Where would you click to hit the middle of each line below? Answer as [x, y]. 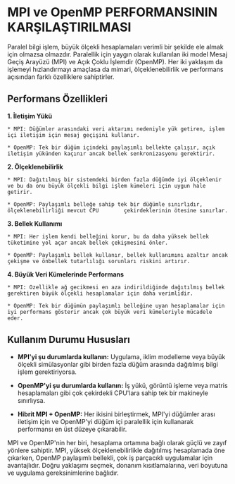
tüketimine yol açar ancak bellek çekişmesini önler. [88, 243]
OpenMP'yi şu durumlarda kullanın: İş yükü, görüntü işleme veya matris [122, 385]
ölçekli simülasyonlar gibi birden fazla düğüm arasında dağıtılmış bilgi [118, 364]
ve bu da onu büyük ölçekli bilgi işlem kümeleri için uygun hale [107, 186]
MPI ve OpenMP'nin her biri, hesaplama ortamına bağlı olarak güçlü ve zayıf [117, 442]
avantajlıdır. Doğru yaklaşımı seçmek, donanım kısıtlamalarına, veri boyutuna [118, 465]
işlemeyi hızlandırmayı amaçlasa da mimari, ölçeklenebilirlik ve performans [115, 69]
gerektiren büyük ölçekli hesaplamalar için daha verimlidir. [100, 294]
